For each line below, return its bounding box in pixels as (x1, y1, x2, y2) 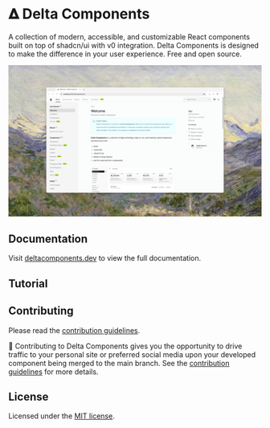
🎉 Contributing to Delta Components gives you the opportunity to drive (8, 341, 243, 351)
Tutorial (8, 277, 48, 290)
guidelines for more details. (8, 367, 99, 377)
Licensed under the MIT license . (8, 411, 115, 421)
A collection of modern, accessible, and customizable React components (8, 31, 251, 41)
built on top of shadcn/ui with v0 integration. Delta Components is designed (8, 40, 260, 50)
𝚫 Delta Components (8, 5, 150, 23)
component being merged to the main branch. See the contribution (8, 358, 230, 368)
